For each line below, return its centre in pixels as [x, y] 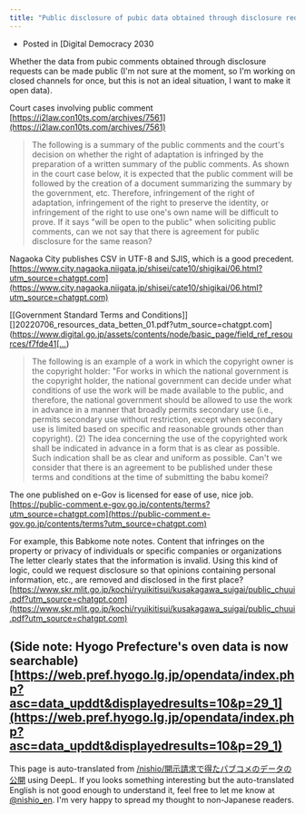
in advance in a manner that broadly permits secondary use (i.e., [152, 409]
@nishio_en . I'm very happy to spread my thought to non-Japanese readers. [152, 800]
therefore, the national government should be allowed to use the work [162, 399]
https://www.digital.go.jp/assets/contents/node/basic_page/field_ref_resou [152, 334]
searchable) [44, 661]
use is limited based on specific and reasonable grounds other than [157, 428]
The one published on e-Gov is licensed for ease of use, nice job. [132, 495]
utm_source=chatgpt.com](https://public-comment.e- [110, 514]
